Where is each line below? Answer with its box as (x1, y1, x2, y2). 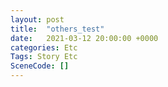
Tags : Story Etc (10, 52, 78, 62)
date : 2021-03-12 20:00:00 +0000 (10, 33, 159, 43)
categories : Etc (10, 42, 78, 53)
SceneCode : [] (10, 61, 70, 71)
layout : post (10, 14, 65, 25)
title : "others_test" (10, 24, 105, 34)
